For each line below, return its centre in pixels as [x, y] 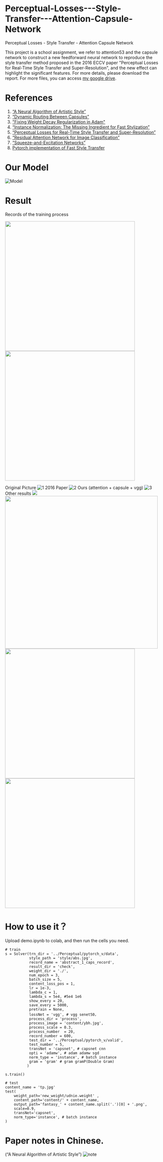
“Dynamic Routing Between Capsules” [51, 116]
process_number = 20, [52, 1032]
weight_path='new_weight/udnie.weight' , [56, 1096]
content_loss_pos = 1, [52, 984]
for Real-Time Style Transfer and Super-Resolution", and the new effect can [81, 68]
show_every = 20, [47, 1001]
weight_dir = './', [49, 971]
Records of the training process [37, 214]
